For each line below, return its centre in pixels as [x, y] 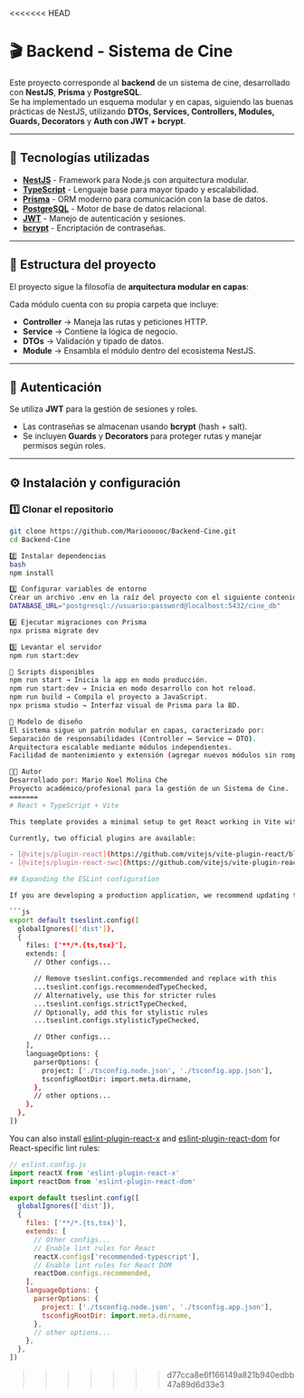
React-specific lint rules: [55, 1147]
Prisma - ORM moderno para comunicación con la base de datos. [145, 199]
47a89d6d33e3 [196, 1384]
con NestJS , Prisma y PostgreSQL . [76, 92]
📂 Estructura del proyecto [83, 265]
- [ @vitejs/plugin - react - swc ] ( [68, 863]
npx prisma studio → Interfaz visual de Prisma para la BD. [125, 706]
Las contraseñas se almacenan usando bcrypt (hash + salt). [135, 427]
